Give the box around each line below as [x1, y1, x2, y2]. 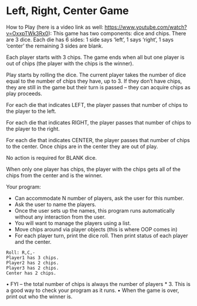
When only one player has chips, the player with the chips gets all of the [6, 166, 181, 173]
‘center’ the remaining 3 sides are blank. [6, 42, 103, 49]
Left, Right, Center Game [6, 4, 129, 18]
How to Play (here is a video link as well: [6, 23, 104, 31]
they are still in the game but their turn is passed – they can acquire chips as [6, 83, 191, 90]
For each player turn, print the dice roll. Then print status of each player [14, 232, 188, 239]
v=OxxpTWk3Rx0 [6, 29, 49, 36]
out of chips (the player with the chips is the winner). [6, 60, 134, 67]
